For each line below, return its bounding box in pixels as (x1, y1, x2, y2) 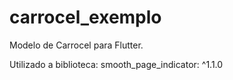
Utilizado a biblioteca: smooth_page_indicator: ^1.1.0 (9, 58, 224, 70)
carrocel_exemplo (9, 6, 162, 29)
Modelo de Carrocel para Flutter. (9, 39, 144, 51)
